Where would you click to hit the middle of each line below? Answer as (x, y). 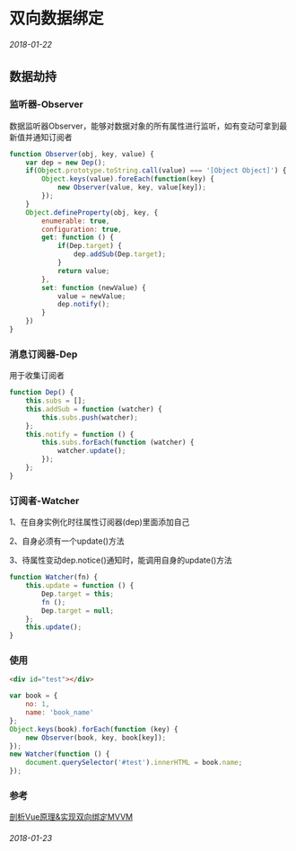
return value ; (83, 270)
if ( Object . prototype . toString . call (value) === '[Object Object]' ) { (156, 171)
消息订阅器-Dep (44, 354)
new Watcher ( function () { (60, 754)
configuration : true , (82, 229)
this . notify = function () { (80, 434)
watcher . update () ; (91, 451)
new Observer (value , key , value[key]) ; (131, 188)
